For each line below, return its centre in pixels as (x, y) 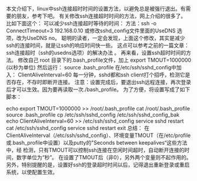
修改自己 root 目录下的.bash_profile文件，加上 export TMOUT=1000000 (104, 60)
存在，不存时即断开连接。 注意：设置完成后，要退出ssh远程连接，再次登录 (101, 82)
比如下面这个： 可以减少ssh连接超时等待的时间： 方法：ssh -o (81, 23)
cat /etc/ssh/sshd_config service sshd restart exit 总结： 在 (78, 128)
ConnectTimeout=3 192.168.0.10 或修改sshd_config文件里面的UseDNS (91, 31)
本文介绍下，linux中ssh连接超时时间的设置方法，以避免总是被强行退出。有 (96, 9)
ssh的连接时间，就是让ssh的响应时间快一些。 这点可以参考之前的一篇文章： (98, 45)
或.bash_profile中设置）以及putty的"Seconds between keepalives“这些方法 (97, 143)
